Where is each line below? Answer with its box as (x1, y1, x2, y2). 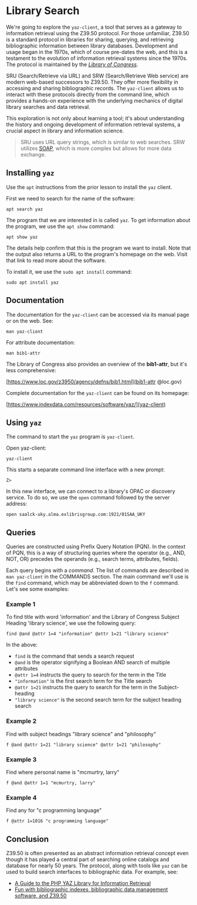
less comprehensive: (6, 366, 56, 373)
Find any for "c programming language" (6, 807, 102, 814)
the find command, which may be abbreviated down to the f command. (6, 579, 179, 587)
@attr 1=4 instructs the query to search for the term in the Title (14, 671, 167, 678)
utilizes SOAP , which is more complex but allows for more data (20, 145, 172, 152)
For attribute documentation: (6, 339, 75, 346)
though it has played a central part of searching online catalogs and (6, 856, 169, 863)
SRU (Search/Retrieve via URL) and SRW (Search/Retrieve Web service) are (6, 72, 189, 79)
